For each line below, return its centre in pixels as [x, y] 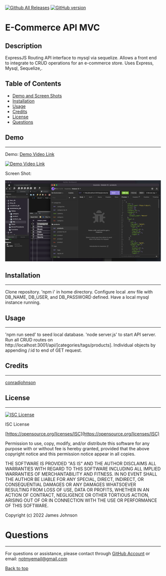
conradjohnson [21, 382]
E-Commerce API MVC [53, 28]
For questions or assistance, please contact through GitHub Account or [78, 553]
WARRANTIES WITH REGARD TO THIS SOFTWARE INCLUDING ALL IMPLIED [83, 469]
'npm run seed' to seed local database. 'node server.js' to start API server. [81, 335]
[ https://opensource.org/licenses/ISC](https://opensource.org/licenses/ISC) [82, 433]
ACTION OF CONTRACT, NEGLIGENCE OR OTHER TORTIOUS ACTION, [77, 495]
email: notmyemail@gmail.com [36, 559]
